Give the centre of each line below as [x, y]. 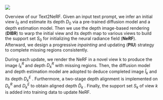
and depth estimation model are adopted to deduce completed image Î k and [81, 72]
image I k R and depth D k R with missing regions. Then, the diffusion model [78, 65]
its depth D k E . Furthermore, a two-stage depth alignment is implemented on [81, 79]
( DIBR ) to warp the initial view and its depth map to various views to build [78, 33]
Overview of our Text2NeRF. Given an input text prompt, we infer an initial [79, 17]
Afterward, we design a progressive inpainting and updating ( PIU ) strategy [80, 45]
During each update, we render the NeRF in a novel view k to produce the [79, 59]
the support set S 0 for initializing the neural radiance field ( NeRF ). [71, 39]
